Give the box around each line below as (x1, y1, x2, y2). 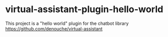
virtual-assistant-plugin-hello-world (5, 4, 163, 15)
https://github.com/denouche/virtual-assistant (5, 25, 103, 31)
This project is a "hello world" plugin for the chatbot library (5, 20, 129, 26)
